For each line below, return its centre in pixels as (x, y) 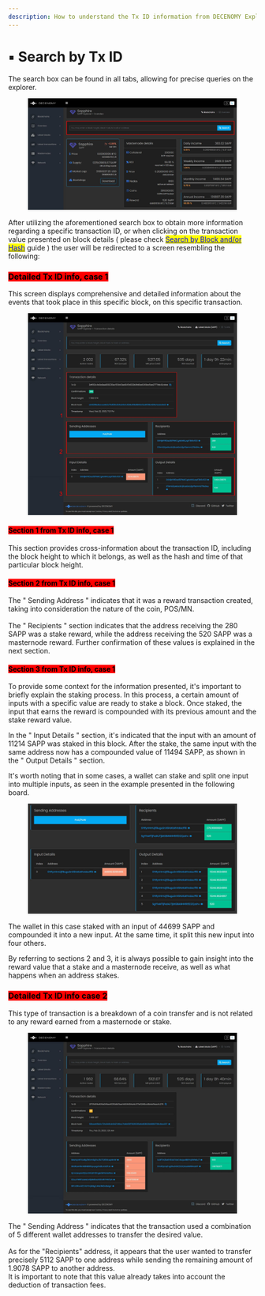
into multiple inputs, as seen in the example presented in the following (121, 784)
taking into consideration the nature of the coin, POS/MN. (101, 609)
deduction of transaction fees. (57, 1285)
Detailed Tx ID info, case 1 (58, 277)
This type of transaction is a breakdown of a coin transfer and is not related (131, 1013)
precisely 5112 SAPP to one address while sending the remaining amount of (131, 1260)
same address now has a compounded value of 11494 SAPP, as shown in (127, 752)
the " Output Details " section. (56, 761)
